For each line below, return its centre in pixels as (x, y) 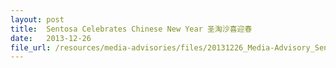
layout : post (37, 19)
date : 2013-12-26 (51, 38)
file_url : (31, 47)
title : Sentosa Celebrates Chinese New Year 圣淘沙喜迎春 (131, 29)
